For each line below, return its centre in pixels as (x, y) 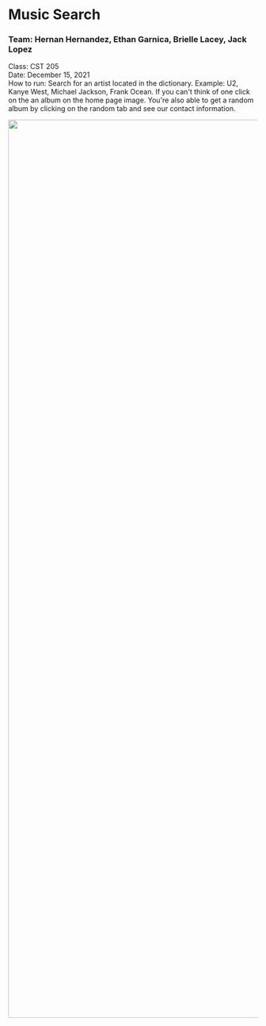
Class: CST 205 (34, 67)
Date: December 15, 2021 (49, 75)
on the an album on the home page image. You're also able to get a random (131, 100)
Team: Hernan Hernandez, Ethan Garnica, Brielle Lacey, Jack (127, 40)
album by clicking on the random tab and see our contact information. (122, 109)
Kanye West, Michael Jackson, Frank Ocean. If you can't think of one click (129, 92)
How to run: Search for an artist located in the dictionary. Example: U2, (123, 83)
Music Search (55, 15)
